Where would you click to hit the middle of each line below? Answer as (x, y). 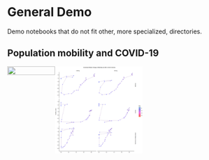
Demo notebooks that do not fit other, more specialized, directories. (105, 31)
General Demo (50, 12)
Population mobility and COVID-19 (83, 53)
